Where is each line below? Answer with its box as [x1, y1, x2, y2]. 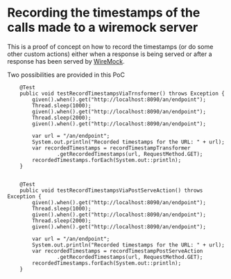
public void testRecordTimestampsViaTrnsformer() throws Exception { [19, 90, 225, 97]
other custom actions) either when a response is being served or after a [7, 50, 213, 58]
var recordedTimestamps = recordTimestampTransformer [32, 144, 191, 152]
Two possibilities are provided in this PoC [7, 71, 125, 79]
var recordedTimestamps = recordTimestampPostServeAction [32, 247, 203, 254]
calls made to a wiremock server [7, 19, 198, 35]
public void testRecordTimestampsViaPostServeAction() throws [19, 187, 203, 194]
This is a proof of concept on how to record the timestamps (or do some [7, 42, 214, 51]
